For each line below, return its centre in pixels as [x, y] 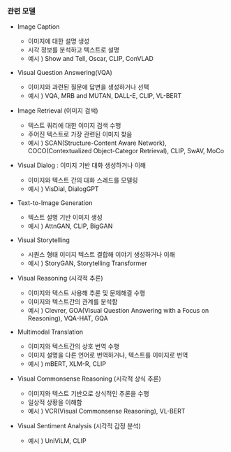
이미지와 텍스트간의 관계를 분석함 [73, 302]
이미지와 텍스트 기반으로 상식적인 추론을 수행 [88, 394]
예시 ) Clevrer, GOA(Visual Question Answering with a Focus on [118, 311]
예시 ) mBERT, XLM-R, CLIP [67, 364]
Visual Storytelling [43, 240]
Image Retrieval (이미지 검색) [58, 111]
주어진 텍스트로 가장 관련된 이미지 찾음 [80, 134]
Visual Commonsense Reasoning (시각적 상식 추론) [89, 379]
